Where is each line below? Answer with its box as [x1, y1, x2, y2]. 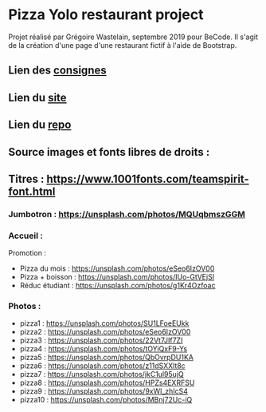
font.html [8, 184, 56, 198]
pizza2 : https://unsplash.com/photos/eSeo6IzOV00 [19, 327, 191, 337]
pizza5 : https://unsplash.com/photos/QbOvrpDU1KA [19, 353, 194, 362]
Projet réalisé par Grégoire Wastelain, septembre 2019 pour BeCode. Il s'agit [8, 32, 259, 42]
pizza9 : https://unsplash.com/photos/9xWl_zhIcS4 [19, 386, 189, 396]
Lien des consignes [8, 64, 107, 77]
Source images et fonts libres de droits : [8, 145, 210, 159]
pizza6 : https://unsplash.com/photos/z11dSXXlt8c [19, 361, 186, 370]
